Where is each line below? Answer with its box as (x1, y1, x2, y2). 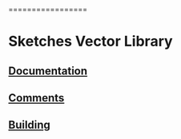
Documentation (8, 64, 88, 77)
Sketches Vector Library (8, 33, 174, 50)
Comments (8, 91, 65, 105)
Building (8, 118, 50, 132)
